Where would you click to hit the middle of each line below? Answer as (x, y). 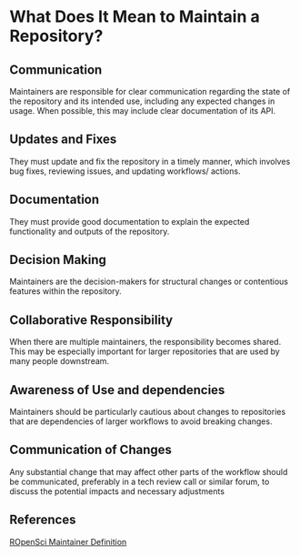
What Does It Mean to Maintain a (135, 17)
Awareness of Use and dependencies (117, 390)
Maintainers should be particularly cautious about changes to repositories (148, 412)
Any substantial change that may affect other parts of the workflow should (149, 471)
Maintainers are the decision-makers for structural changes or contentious (149, 282)
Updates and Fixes (63, 140)
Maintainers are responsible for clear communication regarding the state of (150, 91)
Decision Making (58, 260)
